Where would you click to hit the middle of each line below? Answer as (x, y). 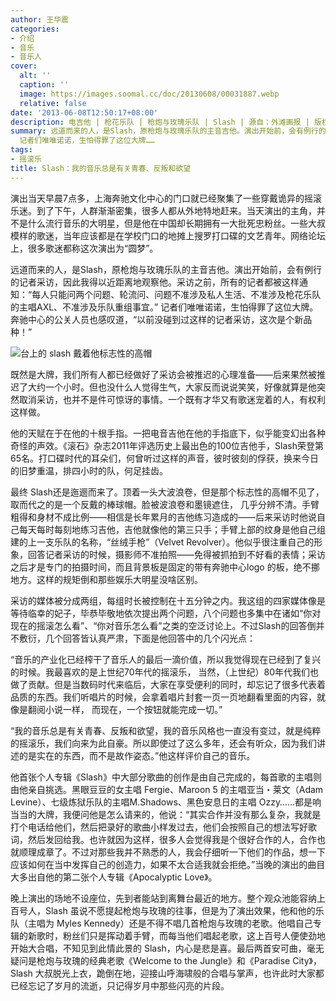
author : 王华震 (39, 19)
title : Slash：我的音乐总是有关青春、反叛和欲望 (101, 168)
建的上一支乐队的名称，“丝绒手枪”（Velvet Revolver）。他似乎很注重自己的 (162, 542)
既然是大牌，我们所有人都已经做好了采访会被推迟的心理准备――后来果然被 (163, 374)
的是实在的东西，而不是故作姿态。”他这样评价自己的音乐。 (137, 755)
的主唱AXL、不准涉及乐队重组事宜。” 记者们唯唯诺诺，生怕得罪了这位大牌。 (164, 307)
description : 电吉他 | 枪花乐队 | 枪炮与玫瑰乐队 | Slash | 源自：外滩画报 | (160, 122)
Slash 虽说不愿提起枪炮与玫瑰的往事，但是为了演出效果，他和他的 (180, 910)
